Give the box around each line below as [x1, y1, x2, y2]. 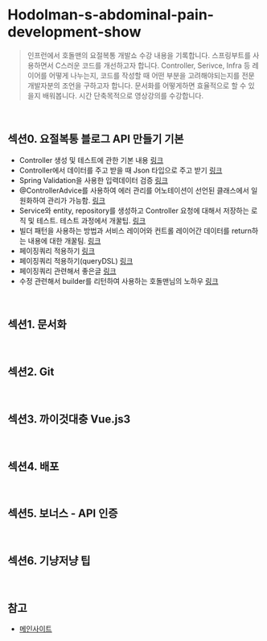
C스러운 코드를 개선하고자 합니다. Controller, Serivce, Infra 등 [55, 60, 251, 70]
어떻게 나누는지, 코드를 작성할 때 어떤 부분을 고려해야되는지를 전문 [48, 70, 255, 80]
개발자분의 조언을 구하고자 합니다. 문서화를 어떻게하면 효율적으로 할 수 [27, 81, 247, 90]
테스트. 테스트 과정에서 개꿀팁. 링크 [36, 215, 146, 225]
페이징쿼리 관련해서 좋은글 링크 [18, 266, 117, 276]
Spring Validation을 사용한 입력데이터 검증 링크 [18, 175, 168, 185]
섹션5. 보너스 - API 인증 [7, 506, 118, 521]
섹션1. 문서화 [7, 318, 67, 331]
